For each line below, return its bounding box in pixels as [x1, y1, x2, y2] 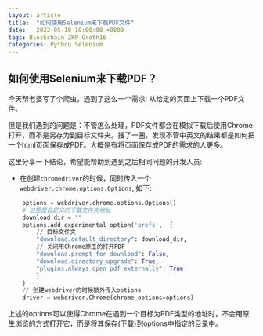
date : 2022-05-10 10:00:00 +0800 [8, 26, 124, 34]
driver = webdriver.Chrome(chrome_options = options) [22, 294, 194, 302]
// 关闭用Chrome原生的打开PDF [36, 243, 125, 251]
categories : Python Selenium [8, 41, 103, 49]
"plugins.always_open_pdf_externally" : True [36, 265, 184, 272]
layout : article [8, 11, 61, 20]
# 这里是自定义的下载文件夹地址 [22, 206, 111, 214]
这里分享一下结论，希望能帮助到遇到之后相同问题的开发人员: [8, 156, 203, 166]
